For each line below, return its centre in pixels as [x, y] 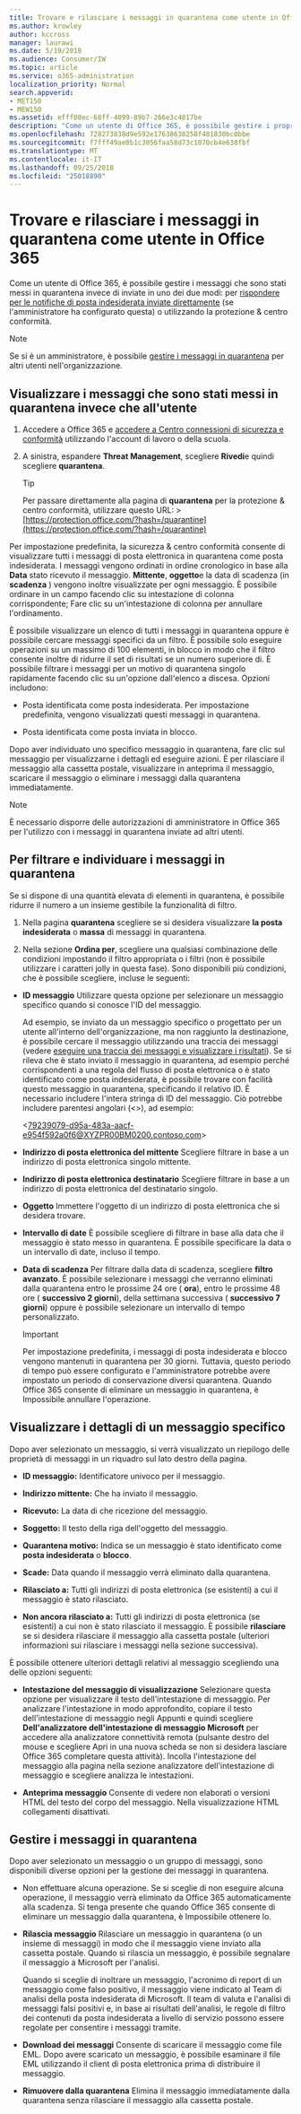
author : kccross [39, 34]
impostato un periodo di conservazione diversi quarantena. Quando [147, 1380]
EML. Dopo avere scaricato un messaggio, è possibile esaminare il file [151, 2055]
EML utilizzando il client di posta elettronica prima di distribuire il [141, 2064]
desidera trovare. [54, 1215]
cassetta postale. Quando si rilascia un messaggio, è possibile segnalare [156, 1953]
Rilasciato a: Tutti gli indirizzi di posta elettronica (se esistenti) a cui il [150, 1590]
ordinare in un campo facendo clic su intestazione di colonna [122, 594]
